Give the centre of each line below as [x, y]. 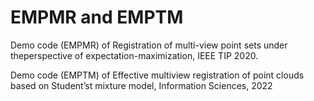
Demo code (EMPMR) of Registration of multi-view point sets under [149, 45]
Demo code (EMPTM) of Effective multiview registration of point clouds [157, 75]
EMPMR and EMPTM [97, 17]
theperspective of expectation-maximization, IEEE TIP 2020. [134, 55]
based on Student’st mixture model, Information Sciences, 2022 [141, 85]
